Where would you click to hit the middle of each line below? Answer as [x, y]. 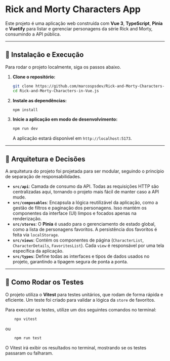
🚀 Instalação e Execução [45, 55]
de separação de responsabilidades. [43, 177]
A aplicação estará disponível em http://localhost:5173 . [72, 138]
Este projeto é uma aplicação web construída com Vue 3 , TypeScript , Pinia [84, 23]
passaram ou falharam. [29, 353]
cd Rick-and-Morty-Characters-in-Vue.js [56, 91]
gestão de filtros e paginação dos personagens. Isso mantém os [79, 208]
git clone [23, 86]
